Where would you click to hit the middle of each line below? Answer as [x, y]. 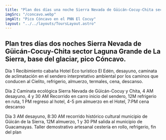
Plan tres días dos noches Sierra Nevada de [73, 43]
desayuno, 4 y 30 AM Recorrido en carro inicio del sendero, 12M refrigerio [81, 96]
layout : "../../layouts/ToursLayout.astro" [51, 23]
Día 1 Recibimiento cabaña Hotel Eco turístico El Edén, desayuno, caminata [81, 71]
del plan [13, 132]
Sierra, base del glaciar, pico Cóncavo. [65, 59]
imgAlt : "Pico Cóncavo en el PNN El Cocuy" [51, 19]
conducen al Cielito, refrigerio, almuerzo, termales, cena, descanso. [74, 82]
